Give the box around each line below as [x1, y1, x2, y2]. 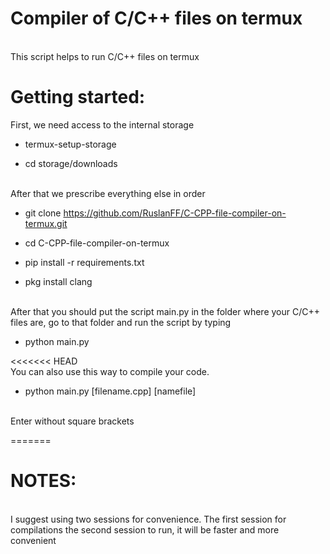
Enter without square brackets [10, 415, 135, 427]
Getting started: [10, 86, 146, 109]
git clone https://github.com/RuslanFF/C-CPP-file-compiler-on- [24, 207, 287, 219]
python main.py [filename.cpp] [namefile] [24, 385, 197, 397]
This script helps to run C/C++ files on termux [10, 50, 200, 62]
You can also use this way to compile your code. [10, 365, 210, 377]
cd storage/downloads [24, 157, 118, 169]
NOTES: [10, 470, 77, 492]
